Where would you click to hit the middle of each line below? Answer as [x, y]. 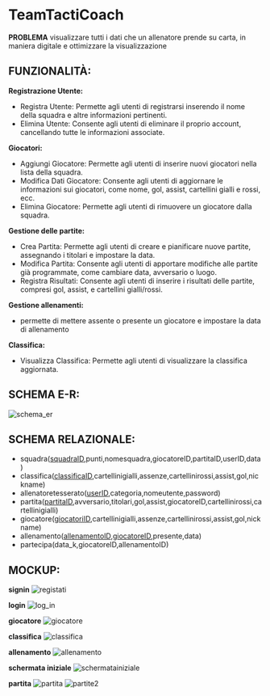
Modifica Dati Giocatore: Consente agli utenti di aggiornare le [121, 180]
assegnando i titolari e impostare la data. [87, 255]
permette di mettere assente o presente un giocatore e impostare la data [141, 320]
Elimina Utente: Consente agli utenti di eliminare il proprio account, [131, 124]
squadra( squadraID [52, 459]
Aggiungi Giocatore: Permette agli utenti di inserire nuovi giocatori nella [138, 163]
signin [19, 590]
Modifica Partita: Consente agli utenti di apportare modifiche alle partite [139, 264]
